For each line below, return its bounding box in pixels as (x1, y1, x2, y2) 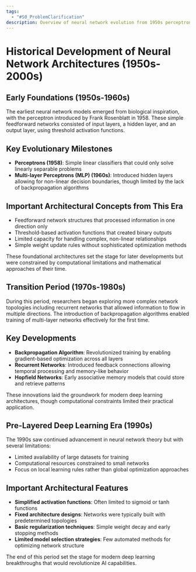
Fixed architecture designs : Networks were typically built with (14, 511, 166, 518)
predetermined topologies (14, 517, 78, 524)
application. (6, 404, 34, 411)
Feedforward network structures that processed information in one (14, 217, 175, 223)
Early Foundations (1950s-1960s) (6, 92, 130, 102)
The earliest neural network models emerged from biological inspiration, (6, 108, 180, 115)
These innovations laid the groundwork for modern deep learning (6, 391, 163, 398)
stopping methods (14, 530, 58, 537)
